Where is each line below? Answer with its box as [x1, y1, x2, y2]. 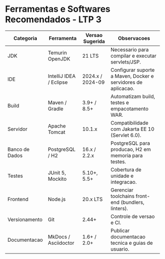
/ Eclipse [48, 79, 68, 86]
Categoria [13, 34, 37, 41]
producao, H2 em [110, 146, 151, 153]
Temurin [48, 49, 67, 56]
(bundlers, [120, 198, 145, 205]
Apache [48, 122, 66, 129]
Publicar [110, 227, 130, 234]
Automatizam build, [110, 93, 156, 99]
